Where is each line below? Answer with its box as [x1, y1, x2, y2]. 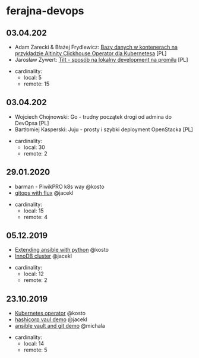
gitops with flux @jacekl [14, 189, 74, 197]
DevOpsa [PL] [14, 119, 49, 126]
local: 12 [23, 270, 44, 277]
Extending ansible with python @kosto [14, 246, 109, 254]
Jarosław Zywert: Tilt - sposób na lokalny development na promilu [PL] [14, 56, 188, 63]
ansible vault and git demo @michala [14, 322, 105, 330]
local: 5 [23, 74, 42, 81]
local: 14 [23, 340, 45, 347]
